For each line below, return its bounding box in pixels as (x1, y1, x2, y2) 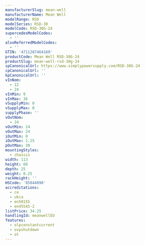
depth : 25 (5, 167, 26, 172)
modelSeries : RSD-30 (5, 21, 49, 27)
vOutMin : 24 (5, 124, 30, 129)
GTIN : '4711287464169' (5, 49, 53, 54)
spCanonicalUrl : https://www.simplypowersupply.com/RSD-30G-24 (5, 63, 140, 68)
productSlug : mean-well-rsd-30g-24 (5, 59, 80, 64)
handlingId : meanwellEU (5, 213, 55, 218)
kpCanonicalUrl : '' (5, 73, 46, 78)
